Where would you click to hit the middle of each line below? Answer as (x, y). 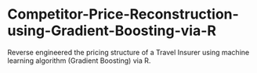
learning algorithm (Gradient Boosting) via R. (79, 61)
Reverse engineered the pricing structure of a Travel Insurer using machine (128, 52)
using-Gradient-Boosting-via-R (112, 31)
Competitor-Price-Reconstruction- (123, 14)
